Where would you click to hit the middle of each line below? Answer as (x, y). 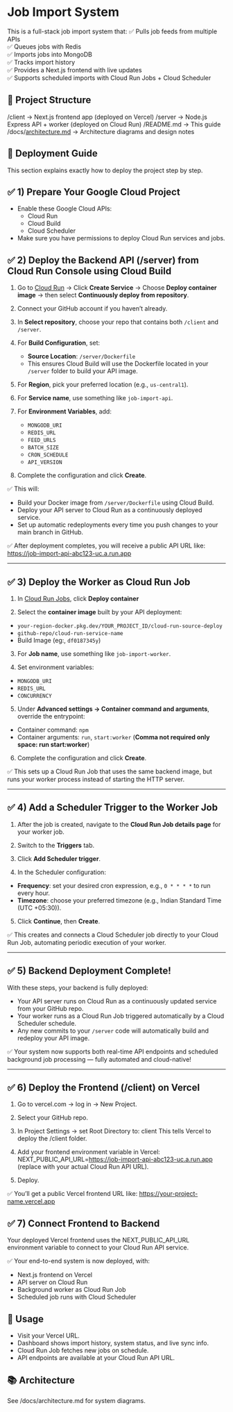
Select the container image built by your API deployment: (100, 612)
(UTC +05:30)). (39, 908)
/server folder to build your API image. (83, 371)
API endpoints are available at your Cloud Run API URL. (96, 1358)
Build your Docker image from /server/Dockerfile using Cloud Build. (115, 503)
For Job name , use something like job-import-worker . (94, 654)
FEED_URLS (42, 441)
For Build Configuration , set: (59, 343)
